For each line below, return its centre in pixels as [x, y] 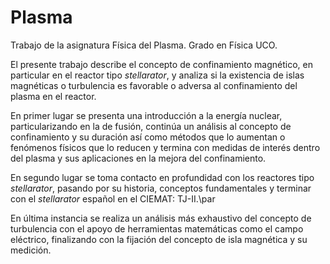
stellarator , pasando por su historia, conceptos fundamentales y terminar [161, 188]
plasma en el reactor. [53, 96]
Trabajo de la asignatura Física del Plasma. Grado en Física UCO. [144, 45]
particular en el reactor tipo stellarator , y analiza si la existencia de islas [157, 75]
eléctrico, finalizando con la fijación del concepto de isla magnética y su [159, 239]
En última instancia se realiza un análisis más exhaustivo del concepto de [161, 218]
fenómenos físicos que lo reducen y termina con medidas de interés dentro [165, 147]
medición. [31, 250]
